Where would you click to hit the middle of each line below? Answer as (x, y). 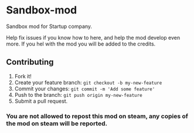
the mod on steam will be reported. (57, 123)
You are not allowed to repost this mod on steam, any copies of (97, 116)
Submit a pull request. (41, 101)
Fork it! (23, 76)
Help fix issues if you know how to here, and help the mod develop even (93, 37)
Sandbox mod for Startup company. (49, 26)
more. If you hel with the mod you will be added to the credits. (81, 44)
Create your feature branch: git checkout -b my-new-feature (88, 82)
